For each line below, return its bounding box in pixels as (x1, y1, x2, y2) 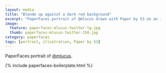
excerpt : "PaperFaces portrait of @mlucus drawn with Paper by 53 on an (5, 16, 158, 21)
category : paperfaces (5, 35, 50, 40)
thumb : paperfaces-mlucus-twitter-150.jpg (9, 30, 98, 35)
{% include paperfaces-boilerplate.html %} (5, 62, 93, 68)
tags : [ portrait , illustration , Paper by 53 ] (5, 39, 100, 44)
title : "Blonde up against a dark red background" (5, 12, 112, 17)
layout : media (5, 7, 35, 12)
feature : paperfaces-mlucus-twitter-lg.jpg (9, 26, 100, 31)
